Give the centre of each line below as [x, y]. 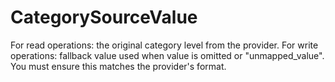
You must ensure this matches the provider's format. [118, 66]
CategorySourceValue [104, 17]
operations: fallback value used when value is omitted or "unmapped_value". [167, 55]
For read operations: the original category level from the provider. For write [164, 45]
